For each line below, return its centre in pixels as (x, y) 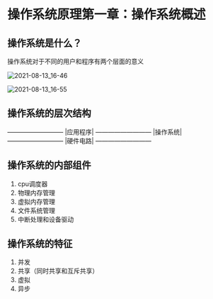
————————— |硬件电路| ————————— (80, 141)
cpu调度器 (33, 184)
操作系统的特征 (40, 244)
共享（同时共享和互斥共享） (58, 271)
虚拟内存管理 (36, 201)
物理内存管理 (36, 192)
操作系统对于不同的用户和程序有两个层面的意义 (75, 61)
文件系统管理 (36, 210)
